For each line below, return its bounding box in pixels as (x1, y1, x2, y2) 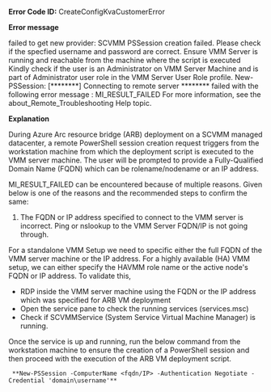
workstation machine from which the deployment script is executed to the (8, 147, 254, 156)
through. (19, 230, 49, 239)
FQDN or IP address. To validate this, (8, 271, 132, 280)
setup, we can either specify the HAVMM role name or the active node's (8, 263, 248, 272)
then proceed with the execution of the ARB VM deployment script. (8, 354, 232, 363)
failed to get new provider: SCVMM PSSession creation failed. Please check (8, 38, 261, 48)
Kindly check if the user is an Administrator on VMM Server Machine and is (8, 64, 259, 74)
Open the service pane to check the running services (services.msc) (19, 304, 249, 314)
